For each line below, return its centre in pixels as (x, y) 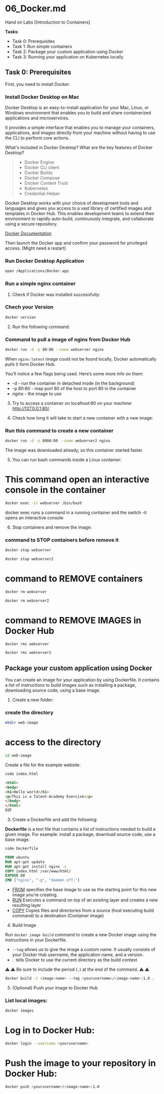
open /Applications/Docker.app (37, 271)
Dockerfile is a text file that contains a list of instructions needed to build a (80, 829)
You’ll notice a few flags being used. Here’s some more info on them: (74, 373)
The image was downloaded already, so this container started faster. (74, 450)
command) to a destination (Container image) (58, 916)
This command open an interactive (77, 480)
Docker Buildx (38, 173)
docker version (21, 317)
